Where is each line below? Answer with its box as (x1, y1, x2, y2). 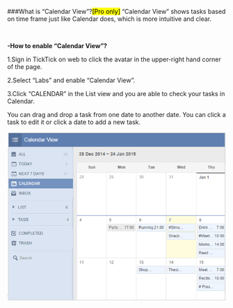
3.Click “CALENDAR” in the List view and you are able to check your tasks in (7, 90, 225, 98)
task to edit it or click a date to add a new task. (7, 118, 141, 126)
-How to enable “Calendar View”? (7, 42, 108, 49)
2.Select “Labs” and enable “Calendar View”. (7, 76, 136, 84)
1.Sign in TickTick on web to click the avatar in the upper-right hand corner (7, 55, 221, 63)
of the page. (7, 63, 42, 70)
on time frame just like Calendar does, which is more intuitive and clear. (7, 15, 212, 23)
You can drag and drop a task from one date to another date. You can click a (7, 111, 226, 118)
